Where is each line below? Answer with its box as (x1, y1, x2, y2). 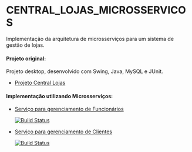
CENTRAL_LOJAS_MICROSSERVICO (6, 4, 186, 17)
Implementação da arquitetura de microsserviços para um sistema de (6, 35, 174, 42)
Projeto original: (6, 55, 46, 62)
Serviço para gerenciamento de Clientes (14, 128, 113, 135)
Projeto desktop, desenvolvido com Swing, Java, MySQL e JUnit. (6, 68, 163, 75)
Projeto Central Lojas (14, 80, 66, 87)
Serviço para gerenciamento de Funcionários (14, 106, 124, 113)
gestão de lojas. (6, 42, 45, 49)
